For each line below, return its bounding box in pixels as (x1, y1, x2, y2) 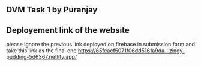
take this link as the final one (6, 47, 77, 54)
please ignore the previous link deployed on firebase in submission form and (6, 41, 196, 48)
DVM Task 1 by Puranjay (6, 5, 98, 15)
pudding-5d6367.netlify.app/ (6, 54, 77, 61)
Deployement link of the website (6, 25, 130, 35)
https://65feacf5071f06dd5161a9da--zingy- (77, 47, 185, 54)
